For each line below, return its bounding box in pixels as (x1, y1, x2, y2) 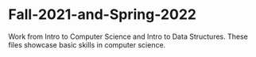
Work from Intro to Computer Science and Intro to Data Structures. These (8, 32, 248, 41)
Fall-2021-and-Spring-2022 (8, 6, 197, 24)
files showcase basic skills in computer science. (8, 40, 166, 49)
